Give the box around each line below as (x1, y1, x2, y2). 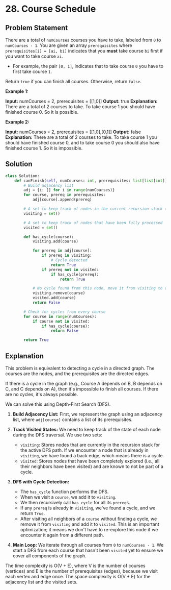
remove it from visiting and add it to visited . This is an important (20, 521, 159, 527)
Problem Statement (5, 23, 68, 32)
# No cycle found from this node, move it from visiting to (32, 286, 163, 291)
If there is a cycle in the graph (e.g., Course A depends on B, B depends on (5, 381, 163, 386)
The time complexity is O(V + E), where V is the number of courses (5, 562, 146, 569)
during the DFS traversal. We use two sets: (12, 432, 103, 438)
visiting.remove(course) (32, 290, 85, 296)
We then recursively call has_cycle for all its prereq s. (20, 500, 131, 505)
